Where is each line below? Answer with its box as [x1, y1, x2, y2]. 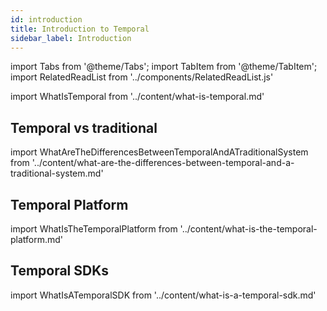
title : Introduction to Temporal [10, 24, 150, 34]
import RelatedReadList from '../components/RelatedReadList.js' [10, 71, 274, 83]
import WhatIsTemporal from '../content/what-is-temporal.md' [10, 91, 265, 103]
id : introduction [10, 14, 83, 25]
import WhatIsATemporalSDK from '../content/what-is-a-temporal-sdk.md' [10, 289, 317, 301]
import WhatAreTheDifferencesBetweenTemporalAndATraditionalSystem [10, 146, 309, 158]
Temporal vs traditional [10, 119, 158, 136]
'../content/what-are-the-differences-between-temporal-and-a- [31, 157, 295, 169]
